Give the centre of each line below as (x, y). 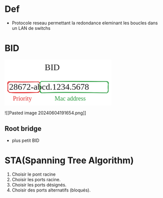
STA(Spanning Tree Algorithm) (69, 161)
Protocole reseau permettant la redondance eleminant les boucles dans (85, 23)
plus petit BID (26, 140)
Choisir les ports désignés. (39, 185)
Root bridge (23, 128)
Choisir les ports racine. (36, 179)
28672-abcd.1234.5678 (49, 87)
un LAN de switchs (31, 28)
